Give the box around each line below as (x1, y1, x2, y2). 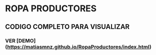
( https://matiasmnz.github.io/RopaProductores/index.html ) (5, 43, 152, 50)
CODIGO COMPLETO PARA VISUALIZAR (5, 23, 130, 31)
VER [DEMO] (5, 37, 36, 44)
